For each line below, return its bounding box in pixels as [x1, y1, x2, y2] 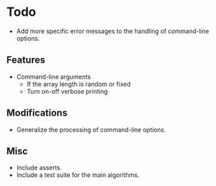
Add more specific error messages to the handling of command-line [16, 27, 209, 35]
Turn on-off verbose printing [26, 87, 108, 95]
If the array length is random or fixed [26, 80, 131, 88]
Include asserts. [16, 163, 63, 172]
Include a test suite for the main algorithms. [16, 171, 140, 179]
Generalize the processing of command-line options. [16, 125, 166, 134]
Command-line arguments [16, 72, 91, 81]
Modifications [6, 107, 68, 119]
